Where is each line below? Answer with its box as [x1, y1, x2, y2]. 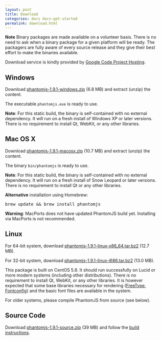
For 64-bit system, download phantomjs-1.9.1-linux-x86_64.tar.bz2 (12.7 [5, 243, 150, 249]
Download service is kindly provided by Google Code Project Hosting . [5, 59, 146, 65]
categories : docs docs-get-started [5, 16, 78, 21]
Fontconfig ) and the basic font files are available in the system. [5, 288, 132, 294]
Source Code [5, 311, 46, 320]
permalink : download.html [5, 21, 58, 26]
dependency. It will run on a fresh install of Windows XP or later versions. [5, 116, 153, 122]
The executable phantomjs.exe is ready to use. [5, 101, 98, 107]
